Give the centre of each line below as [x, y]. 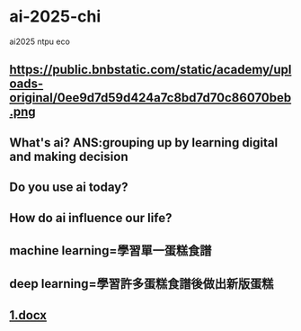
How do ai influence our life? [91, 218]
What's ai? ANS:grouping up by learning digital [144, 143]
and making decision [69, 156]
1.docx [28, 315]
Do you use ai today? [69, 188]
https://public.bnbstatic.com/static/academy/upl [150, 70]
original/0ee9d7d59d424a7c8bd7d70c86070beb [150, 98]
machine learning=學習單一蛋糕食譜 [111, 250]
